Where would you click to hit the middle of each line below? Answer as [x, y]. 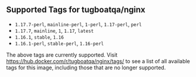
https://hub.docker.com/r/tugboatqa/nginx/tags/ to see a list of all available [98, 61]
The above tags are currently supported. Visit [62, 55]
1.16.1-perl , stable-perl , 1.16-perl [59, 43]
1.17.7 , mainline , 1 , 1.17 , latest [54, 30]
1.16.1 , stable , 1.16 [39, 37]
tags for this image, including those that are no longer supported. [86, 67]
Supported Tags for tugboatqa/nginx [76, 10]
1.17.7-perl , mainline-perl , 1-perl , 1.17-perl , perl [78, 24]
